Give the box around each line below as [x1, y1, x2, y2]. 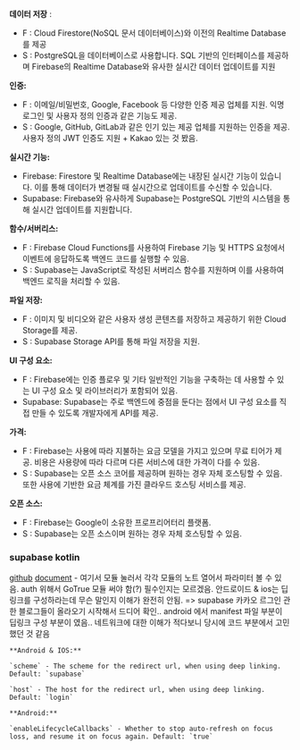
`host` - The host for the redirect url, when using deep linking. [9, 686, 266, 695]
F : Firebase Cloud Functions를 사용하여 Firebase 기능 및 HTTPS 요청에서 [21, 242, 286, 253]
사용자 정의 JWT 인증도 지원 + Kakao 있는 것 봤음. [21, 133, 198, 143]
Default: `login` [9, 693, 74, 703]
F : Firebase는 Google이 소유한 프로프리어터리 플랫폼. [21, 518, 212, 527]
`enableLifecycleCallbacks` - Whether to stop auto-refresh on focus [9, 724, 274, 734]
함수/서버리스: [9, 223, 59, 233]
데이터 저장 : [9, 9, 52, 19]
